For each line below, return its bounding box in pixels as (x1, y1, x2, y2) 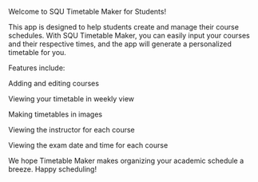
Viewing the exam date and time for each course (8, 140, 169, 150)
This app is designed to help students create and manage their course (8, 22, 240, 31)
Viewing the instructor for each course (8, 125, 136, 134)
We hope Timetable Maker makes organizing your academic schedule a (8, 156, 244, 165)
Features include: (8, 63, 65, 73)
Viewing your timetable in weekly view (8, 94, 134, 103)
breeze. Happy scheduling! (8, 164, 97, 174)
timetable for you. (8, 48, 66, 57)
